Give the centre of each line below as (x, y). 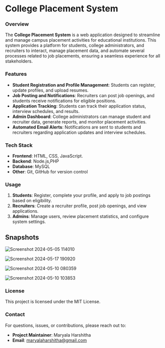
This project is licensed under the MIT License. (53, 302)
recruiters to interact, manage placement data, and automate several (75, 51)
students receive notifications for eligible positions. (64, 101)
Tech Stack (19, 145)
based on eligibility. (32, 201)
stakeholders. (19, 61)
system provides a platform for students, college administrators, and (75, 46)
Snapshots (22, 237)
